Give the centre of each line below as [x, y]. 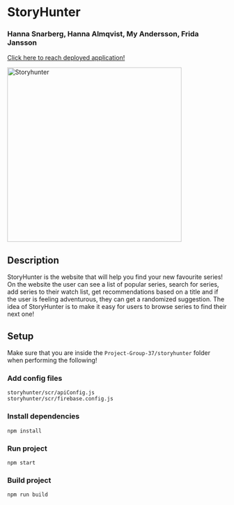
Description [33, 260]
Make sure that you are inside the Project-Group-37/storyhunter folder [109, 353]
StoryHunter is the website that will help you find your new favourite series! [115, 277]
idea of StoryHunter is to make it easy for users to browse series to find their [117, 307]
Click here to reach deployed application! [66, 58]
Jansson [22, 43]
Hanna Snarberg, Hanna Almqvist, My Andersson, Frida [103, 34]
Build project [29, 480]
